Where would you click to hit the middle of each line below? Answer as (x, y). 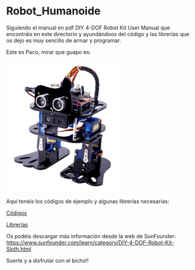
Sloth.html (19, 249)
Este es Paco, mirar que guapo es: (49, 52)
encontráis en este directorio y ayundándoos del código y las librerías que (98, 34)
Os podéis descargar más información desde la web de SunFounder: (91, 236)
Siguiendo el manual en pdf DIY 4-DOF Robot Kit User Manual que (88, 28)
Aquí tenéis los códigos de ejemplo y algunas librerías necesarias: (88, 201)
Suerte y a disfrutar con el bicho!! (47, 260)
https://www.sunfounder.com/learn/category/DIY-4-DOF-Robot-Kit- (90, 242)
